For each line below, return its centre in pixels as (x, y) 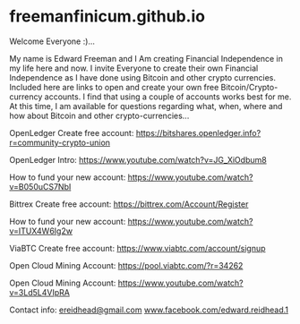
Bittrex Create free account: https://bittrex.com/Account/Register (129, 204)
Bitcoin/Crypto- (249, 87)
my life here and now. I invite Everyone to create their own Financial (134, 68)
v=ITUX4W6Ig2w (41, 231)
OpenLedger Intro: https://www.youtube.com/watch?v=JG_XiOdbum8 (138, 159)
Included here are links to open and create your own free (114, 87)
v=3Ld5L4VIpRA (39, 292)
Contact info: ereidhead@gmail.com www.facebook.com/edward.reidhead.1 (149, 310)
